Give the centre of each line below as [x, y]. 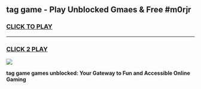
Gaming [16, 79]
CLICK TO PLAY [29, 27]
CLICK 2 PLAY [27, 49]
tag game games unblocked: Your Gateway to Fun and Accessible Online [98, 73]
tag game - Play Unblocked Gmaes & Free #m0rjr [99, 10]
